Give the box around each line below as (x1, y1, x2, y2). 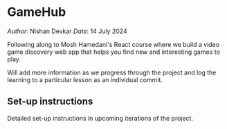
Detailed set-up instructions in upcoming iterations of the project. (7, 114, 194, 122)
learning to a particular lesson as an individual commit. (7, 75, 163, 83)
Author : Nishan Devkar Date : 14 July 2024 (7, 27, 127, 35)
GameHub (7, 4, 66, 20)
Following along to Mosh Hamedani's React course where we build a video (7, 40, 220, 48)
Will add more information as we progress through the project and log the (7, 68, 217, 77)
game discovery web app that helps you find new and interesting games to (7, 48, 220, 56)
